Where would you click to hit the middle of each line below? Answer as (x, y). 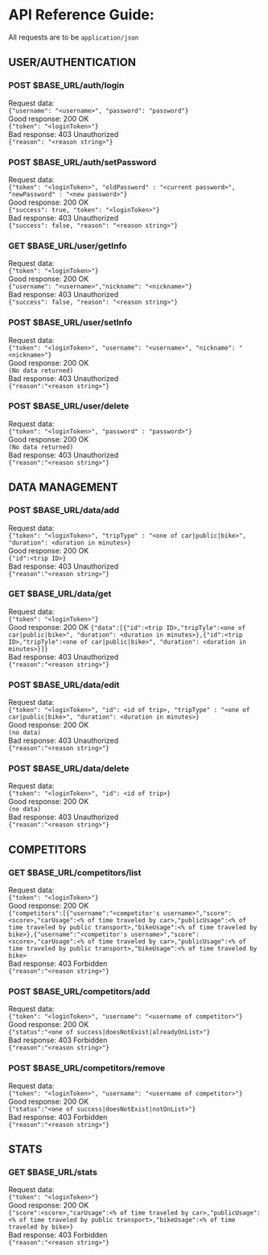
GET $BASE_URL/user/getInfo (68, 246)
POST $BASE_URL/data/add (64, 511)
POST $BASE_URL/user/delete (69, 406)
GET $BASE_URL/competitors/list (75, 872)
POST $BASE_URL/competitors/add (79, 991)
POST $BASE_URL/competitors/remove (87, 1068)
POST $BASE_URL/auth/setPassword (82, 162)
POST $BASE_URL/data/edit (64, 685)
